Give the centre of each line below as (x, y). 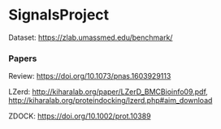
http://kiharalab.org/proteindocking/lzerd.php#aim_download (110, 101)
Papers (23, 58)
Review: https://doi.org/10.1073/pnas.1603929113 (90, 76)
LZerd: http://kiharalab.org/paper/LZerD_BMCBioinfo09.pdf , (108, 92)
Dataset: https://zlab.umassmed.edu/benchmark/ (91, 37)
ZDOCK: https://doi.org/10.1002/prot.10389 (80, 116)
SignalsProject (59, 15)
